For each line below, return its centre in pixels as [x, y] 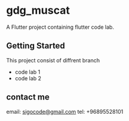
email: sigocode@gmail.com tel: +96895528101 [65, 111]
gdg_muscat [38, 10]
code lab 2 [28, 78]
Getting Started [36, 46]
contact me [28, 97]
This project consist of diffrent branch [53, 60]
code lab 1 [28, 72]
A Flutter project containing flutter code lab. [60, 27]
